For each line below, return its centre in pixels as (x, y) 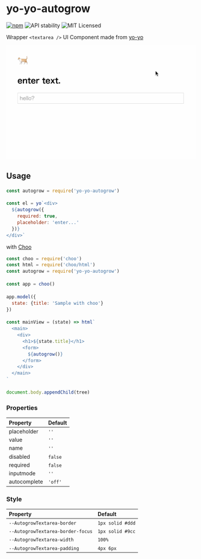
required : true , (38, 216)
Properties (22, 407)
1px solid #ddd (116, 523)
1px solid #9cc (116, 532)
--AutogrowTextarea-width (41, 540)
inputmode (22, 473)
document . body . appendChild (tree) (48, 392)
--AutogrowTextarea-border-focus (51, 532)
